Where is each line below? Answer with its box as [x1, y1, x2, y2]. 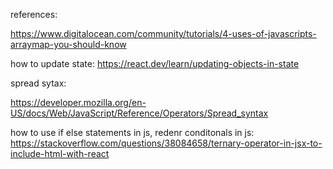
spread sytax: [10, 77, 67, 89]
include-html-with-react [10, 148, 110, 159]
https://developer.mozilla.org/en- [10, 97, 147, 108]
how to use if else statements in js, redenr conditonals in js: [10, 127, 255, 138]
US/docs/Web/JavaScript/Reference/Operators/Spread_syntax [10, 107, 269, 119]
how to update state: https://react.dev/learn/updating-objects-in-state [10, 58, 300, 69]
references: [10, 9, 58, 20]
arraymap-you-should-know [10, 39, 127, 50]
